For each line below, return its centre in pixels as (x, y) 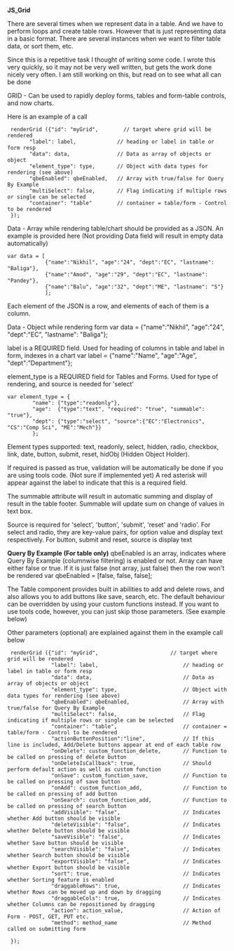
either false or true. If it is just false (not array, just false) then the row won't (116, 568)
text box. (20, 511)
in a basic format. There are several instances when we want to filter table (114, 39)
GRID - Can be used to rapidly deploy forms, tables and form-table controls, (117, 95)
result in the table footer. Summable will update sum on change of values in (116, 504)
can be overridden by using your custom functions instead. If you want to (113, 604)
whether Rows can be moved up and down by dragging (84, 892)
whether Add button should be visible (64, 818)
